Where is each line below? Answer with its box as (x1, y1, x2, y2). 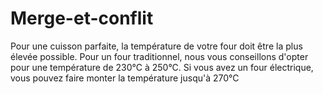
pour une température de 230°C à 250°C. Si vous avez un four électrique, (10, 61, 314, 73)
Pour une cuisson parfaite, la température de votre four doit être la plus (10, 40, 303, 52)
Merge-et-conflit (10, 7, 154, 30)
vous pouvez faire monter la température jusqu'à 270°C (10, 72, 240, 84)
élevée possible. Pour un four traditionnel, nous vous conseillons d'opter (10, 50, 309, 62)
